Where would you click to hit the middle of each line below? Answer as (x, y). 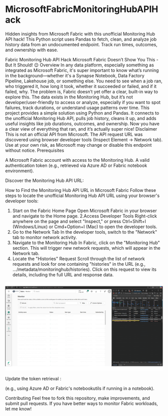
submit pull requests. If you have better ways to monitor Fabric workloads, (82, 403)
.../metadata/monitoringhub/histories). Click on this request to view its (84, 269)
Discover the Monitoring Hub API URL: (44, 180)
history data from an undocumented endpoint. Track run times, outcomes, (81, 44)
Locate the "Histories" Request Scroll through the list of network (78, 258)
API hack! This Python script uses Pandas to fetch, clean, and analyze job (81, 39)
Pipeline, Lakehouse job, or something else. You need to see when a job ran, (84, 81)
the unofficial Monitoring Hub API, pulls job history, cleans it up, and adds (81, 118)
